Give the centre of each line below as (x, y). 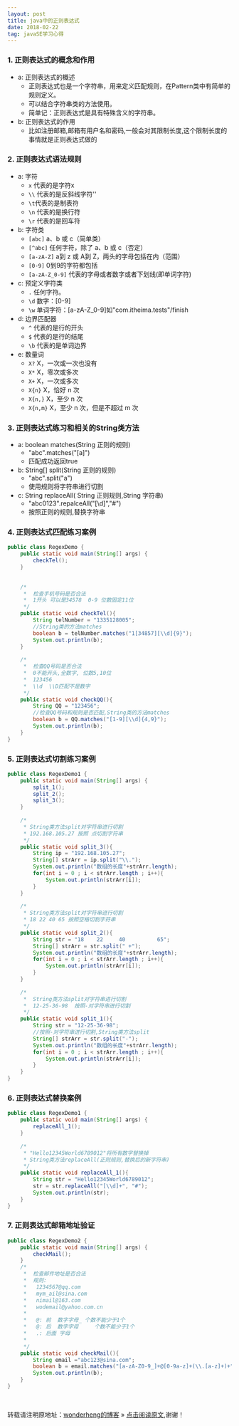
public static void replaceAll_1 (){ (75, 1173)
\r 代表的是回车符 (54, 221)
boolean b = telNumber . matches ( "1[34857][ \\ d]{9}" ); (113, 633)
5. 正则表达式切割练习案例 (52, 759)
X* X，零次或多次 (53, 372)
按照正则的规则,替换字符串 (67, 512)
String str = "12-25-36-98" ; (76, 1026)
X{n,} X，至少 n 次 (55, 399)
